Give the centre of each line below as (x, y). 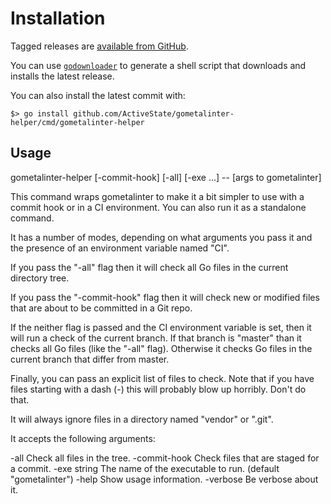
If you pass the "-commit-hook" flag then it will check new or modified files (165, 297)
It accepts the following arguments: (83, 438)
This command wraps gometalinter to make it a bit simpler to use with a (157, 196)
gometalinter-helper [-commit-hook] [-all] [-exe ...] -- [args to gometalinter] (166, 177)
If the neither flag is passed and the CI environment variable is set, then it (161, 327)
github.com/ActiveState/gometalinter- (154, 113)
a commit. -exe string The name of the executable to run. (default (145, 468)
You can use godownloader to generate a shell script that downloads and (158, 65)
